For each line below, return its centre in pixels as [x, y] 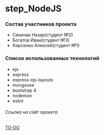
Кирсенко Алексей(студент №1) [46, 46]
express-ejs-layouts [33, 79]
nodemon [22, 95]
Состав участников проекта [41, 24]
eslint [18, 101]
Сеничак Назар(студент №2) [43, 35]
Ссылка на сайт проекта [31, 112]
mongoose [23, 85]
